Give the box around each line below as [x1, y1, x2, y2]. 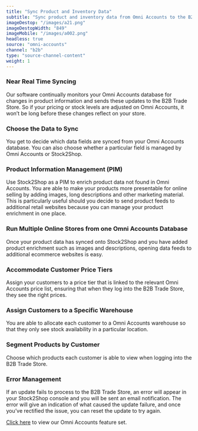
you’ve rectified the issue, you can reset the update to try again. [6, 407, 162, 414]
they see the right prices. [6, 291, 67, 298]
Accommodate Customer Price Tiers [6, 265, 113, 273]
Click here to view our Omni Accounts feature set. [6, 419, 127, 426]
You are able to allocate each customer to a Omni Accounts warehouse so [6, 319, 186, 326]
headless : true [6, 36, 44, 42]
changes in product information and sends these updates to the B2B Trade [6, 97, 187, 104]
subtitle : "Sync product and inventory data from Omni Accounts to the [6, 14, 186, 20]
